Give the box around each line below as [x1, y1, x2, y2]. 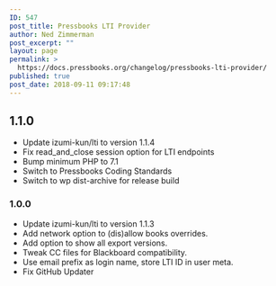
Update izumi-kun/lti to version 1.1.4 [22, 137, 156, 148]
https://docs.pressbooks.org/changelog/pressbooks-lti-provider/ [17, 64, 268, 73]
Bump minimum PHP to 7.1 [22, 156, 119, 167]
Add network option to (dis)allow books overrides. [22, 228, 209, 238]
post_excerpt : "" [9, 38, 75, 48]
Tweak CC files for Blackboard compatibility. [22, 246, 187, 257]
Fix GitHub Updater [22, 266, 94, 277]
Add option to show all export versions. [22, 237, 168, 248]
